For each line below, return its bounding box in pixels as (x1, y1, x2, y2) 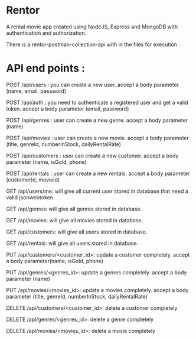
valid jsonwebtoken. (6, 193, 55, 201)
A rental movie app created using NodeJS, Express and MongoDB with (6, 23, 178, 30)
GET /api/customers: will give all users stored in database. (6, 228, 148, 235)
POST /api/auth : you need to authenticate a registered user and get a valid (6, 99, 188, 106)
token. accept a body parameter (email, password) (6, 105, 129, 112)
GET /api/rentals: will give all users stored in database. (6, 239, 139, 247)
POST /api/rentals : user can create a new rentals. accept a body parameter (6, 170, 190, 177)
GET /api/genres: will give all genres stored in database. (6, 205, 142, 212)
